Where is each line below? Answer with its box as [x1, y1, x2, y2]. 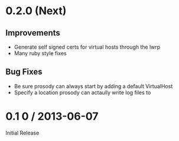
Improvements [5, 28, 60, 38]
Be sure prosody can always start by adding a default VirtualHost [14, 82, 173, 89]
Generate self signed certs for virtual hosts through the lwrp [14, 43, 161, 50]
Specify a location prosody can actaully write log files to [14, 89, 151, 96]
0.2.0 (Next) [5, 4, 67, 18]
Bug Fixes [5, 67, 43, 77]
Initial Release [5, 129, 40, 136]
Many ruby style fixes [14, 50, 67, 57]
